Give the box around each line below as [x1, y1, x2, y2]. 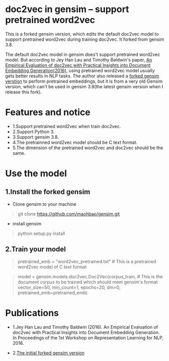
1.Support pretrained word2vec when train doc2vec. [12, 123, 121, 129]
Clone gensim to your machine [12, 201, 77, 207]
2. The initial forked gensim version [12, 349, 85, 356]
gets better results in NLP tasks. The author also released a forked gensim [5, 73, 160, 79]
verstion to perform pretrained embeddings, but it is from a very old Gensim [5, 78, 163, 84]
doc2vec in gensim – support [5, 4, 130, 15]
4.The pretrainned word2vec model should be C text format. [12, 139, 138, 145]
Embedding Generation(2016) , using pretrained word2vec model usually [5, 67, 155, 74]
